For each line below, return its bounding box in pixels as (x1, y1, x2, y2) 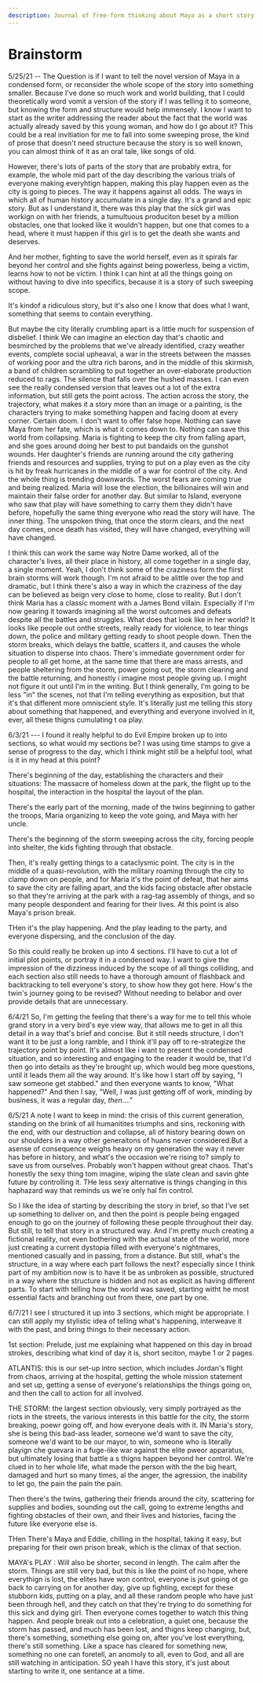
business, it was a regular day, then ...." (8, 1095, 133, 1104)
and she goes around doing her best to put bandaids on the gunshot (8, 441, 229, 450)
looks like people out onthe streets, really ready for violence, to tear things (8, 623, 249, 632)
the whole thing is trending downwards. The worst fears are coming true (8, 474, 242, 484)
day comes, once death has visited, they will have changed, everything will (8, 524, 250, 534)
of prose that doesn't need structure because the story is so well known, (8, 138, 243, 148)
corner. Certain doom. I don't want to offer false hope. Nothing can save (8, 415, 242, 425)
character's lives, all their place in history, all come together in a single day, (8, 556, 251, 565)
